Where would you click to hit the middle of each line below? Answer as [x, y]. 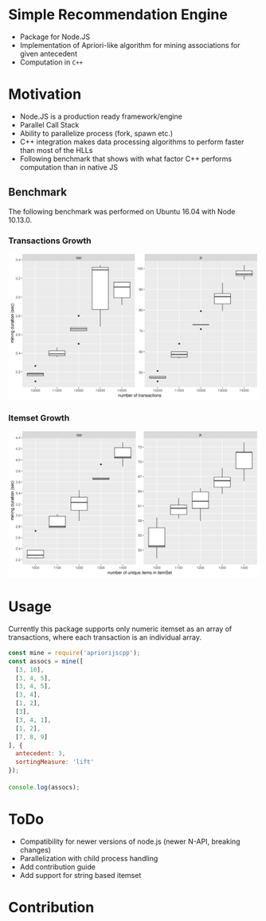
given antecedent [49, 53]
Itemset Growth [39, 417]
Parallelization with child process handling [89, 858]
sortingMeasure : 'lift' [55, 762]
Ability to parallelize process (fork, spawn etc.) [96, 133]
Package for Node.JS [55, 37]
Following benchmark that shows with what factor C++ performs [126, 159]
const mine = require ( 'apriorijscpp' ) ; [74, 653]
